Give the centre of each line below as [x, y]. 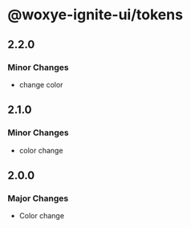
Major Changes [38, 198]
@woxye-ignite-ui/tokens [95, 15]
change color [41, 84]
